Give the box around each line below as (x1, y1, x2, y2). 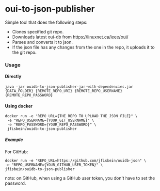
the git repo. (12, 49, 37, 55)
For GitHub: (5, 149, 28, 155)
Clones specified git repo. (12, 29, 64, 34)
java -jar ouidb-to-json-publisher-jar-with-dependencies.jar (5, 84, 133, 89)
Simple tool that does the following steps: (5, 19, 88, 25)
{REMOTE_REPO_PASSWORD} (5, 93, 53, 98)
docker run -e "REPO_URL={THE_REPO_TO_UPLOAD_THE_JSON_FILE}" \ (5, 114, 138, 119)
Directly (5, 74, 22, 80)
